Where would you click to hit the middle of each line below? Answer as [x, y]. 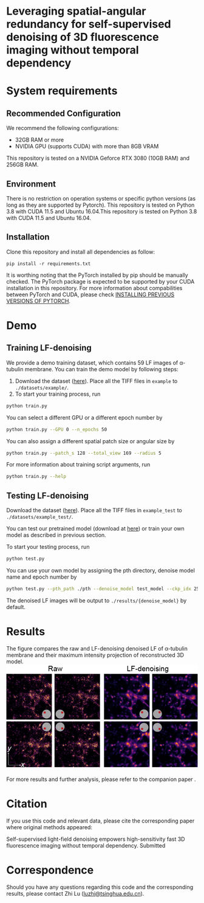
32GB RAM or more [39, 140]
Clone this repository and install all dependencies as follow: [80, 252]
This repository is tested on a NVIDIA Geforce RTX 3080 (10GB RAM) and [98, 158]
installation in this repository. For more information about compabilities [94, 288]
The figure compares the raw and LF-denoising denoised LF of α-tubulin [97, 648]
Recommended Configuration [63, 113]
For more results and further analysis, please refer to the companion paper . [101, 779]
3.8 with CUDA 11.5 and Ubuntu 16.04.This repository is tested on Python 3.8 [102, 211]
